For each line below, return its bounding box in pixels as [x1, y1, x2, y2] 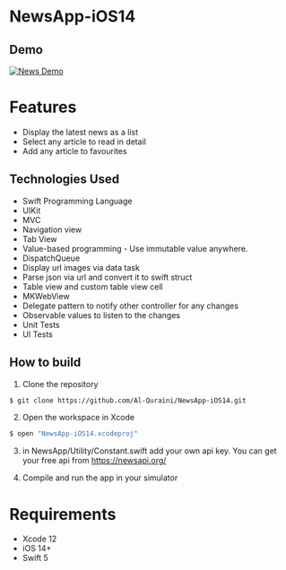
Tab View [22, 233, 57, 244]
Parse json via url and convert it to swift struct [22, 272, 193, 282]
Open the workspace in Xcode [22, 412, 135, 423]
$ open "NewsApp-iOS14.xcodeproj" [9, 429, 139, 438]
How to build [9, 355, 82, 370]
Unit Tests [22, 319, 60, 330]
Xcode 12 [22, 533, 57, 544]
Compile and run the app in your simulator [22, 472, 178, 483]
